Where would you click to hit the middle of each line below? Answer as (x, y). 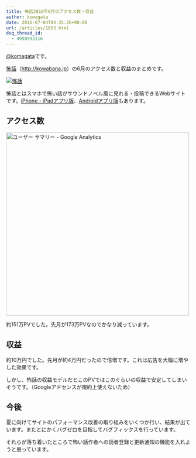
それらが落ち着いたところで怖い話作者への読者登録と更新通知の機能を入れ (96, 442)
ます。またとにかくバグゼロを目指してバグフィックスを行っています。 (95, 430)
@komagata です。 (28, 56)
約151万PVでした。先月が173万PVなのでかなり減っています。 (79, 324)
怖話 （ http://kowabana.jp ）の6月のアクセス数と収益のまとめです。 (86, 69)
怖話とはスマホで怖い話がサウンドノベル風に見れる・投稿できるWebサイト (96, 93)
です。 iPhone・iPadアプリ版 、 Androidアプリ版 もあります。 (78, 101)
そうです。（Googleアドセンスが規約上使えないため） (70, 387)
